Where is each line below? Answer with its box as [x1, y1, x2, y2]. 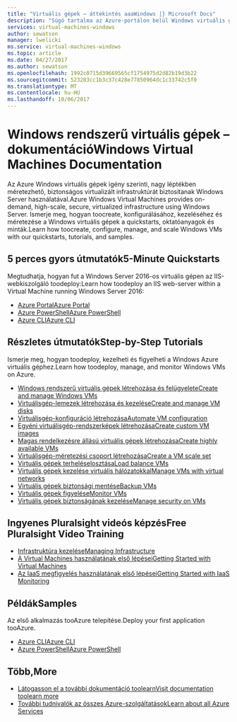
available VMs [17, 444, 59, 452]
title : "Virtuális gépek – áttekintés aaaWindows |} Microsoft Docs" [7, 10, 217, 18]
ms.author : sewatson [7, 63, 68, 70]
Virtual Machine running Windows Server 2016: [7, 287, 145, 295]
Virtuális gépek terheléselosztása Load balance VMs [17, 459, 169, 467]
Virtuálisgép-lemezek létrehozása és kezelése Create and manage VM [17, 399, 221, 407]
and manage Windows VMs [17, 391, 98, 400]
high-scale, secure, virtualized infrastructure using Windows [34, 202, 210, 211]
